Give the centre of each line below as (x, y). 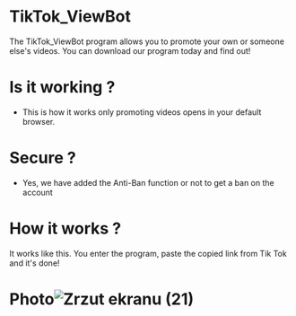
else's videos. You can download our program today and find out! (130, 50)
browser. (39, 121)
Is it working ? (62, 88)
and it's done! (35, 263)
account (38, 192)
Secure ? (43, 158)
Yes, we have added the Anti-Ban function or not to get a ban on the (148, 182)
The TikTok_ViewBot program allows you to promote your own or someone (147, 41)
